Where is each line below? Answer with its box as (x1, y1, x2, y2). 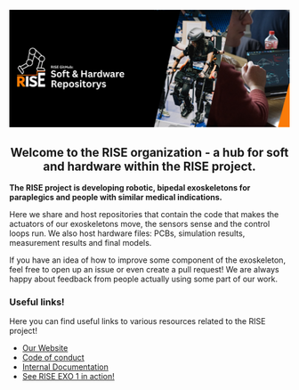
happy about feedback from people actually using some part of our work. (9, 273, 279, 284)
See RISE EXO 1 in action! (21, 371, 116, 382)
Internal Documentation (21, 362, 109, 372)
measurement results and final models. (9, 237, 152, 248)
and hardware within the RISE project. (43, 158, 256, 174)
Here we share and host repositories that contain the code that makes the (9, 208, 279, 219)
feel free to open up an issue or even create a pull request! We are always (9, 264, 279, 274)
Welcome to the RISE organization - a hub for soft (10, 144, 289, 160)
